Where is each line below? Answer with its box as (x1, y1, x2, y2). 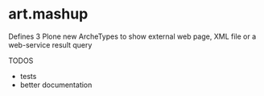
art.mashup (8, 5, 89, 23)
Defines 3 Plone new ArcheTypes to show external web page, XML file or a (8, 31, 257, 41)
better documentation (19, 80, 93, 90)
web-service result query (8, 40, 93, 49)
